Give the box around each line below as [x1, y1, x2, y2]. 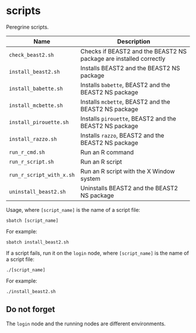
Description [117, 37, 150, 45]
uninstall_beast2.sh [9, 188, 66, 195]
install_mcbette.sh [9, 102, 63, 109]
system [80, 174, 101, 183]
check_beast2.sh [9, 52, 54, 58]
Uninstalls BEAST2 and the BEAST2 [80, 184, 178, 192]
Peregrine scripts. [6, 23, 49, 30]
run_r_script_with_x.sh [9, 171, 75, 178]
